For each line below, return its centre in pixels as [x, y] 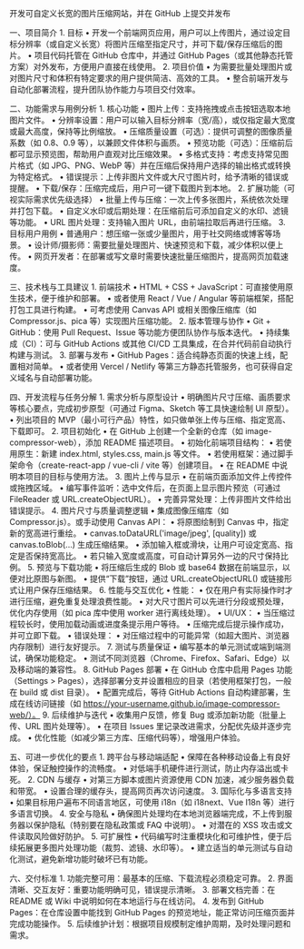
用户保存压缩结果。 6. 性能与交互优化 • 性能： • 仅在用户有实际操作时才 [159, 590]
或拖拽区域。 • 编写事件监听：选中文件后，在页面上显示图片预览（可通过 [145, 488]
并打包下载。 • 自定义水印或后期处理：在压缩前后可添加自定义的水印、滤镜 [149, 211]
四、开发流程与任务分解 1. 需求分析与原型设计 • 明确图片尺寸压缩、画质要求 [150, 397]
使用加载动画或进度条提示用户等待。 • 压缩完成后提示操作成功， [168, 624]
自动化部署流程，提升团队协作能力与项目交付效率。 [105, 89]
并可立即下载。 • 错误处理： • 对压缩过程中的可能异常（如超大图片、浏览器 [150, 635]
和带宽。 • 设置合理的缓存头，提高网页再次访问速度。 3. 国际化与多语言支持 [151, 791]
